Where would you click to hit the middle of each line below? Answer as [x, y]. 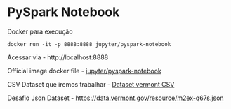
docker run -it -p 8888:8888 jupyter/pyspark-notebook [89, 44]
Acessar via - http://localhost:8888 [58, 57]
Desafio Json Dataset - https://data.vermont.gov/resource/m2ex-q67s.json [115, 98]
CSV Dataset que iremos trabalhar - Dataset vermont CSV [91, 84]
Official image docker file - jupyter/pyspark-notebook [84, 71]
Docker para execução [40, 31]
